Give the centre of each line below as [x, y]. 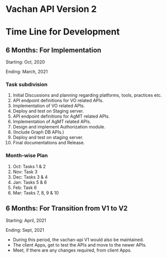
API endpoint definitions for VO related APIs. [58, 101]
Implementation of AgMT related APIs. [52, 122]
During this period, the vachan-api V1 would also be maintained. [78, 240]
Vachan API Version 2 [51, 9]
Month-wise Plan [27, 156]
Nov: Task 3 [25, 172]
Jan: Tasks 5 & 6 [30, 182]
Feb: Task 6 [25, 188]
